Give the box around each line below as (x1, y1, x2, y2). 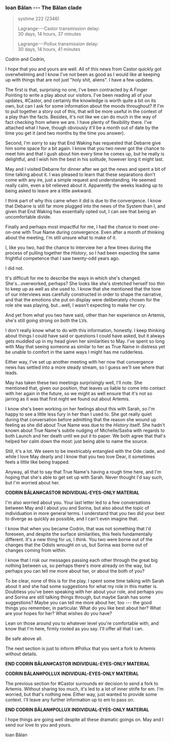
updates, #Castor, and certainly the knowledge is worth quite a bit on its (5, 97, 156, 104)
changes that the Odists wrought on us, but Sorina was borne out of (5, 542, 148, 548)
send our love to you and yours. (5, 722, 72, 728)
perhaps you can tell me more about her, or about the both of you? (5, 568, 145, 574)
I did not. (5, 265, 24, 271)
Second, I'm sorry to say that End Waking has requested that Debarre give (5, 140, 161, 146)
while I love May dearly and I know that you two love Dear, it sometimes (5, 453, 155, 460)
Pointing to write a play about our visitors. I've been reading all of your (5, 92, 153, 98)
